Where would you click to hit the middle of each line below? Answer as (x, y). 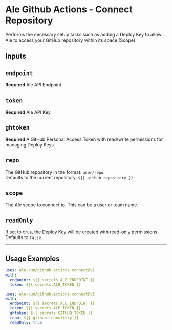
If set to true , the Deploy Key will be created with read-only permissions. (82, 232)
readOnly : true (26, 322)
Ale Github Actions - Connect (69, 10)
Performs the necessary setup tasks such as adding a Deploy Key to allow (83, 34)
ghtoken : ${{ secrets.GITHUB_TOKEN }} (51, 313)
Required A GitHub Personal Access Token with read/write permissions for (84, 139)
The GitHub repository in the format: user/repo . (55, 172)
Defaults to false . (24, 237)
